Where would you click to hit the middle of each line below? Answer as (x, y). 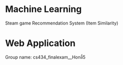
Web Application (40, 43)
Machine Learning (44, 9)
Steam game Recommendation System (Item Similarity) (62, 23)
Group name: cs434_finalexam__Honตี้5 (45, 57)
